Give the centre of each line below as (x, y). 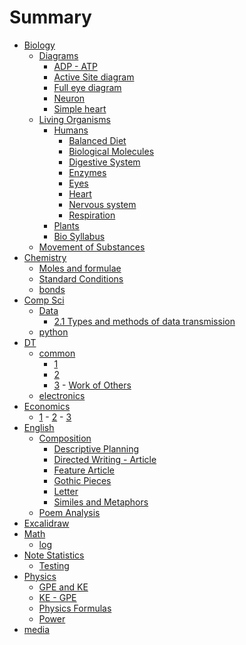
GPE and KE (63, 587)
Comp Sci (44, 300)
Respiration (92, 215)
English (39, 427)
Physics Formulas (75, 608)
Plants (66, 225)
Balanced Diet (97, 140)
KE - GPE (57, 597)
